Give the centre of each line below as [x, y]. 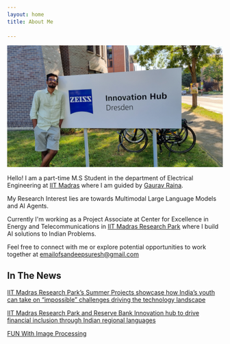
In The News [34, 276]
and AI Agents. [28, 206]
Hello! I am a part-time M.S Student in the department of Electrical [100, 177]
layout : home [26, 14]
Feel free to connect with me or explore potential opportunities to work [107, 247]
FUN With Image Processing [47, 333]
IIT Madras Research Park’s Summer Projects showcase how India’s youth [111, 292]
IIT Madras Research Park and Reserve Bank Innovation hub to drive [103, 312]
